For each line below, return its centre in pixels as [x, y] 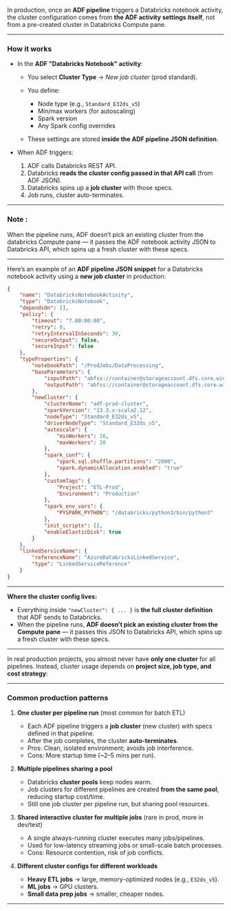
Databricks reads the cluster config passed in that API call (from [120, 173]
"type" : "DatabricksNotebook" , [64, 302]
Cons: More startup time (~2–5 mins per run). [91, 755]
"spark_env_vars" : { [73, 506]
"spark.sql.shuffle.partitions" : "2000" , [116, 462]
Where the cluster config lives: [52, 596]
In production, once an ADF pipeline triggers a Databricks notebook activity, [115, 10]
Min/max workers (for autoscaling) [87, 111]
